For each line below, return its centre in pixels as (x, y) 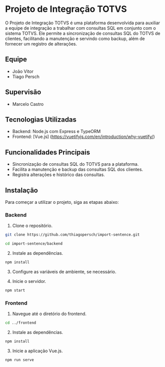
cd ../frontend (21, 323)
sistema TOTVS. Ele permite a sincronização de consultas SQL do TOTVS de (83, 33)
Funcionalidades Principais (48, 152)
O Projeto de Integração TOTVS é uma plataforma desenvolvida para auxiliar (82, 23)
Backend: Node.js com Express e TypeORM (56, 132)
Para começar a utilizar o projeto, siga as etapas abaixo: (62, 202)
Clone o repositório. (32, 226)
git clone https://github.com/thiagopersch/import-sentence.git (72, 235)
